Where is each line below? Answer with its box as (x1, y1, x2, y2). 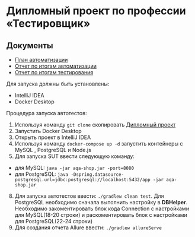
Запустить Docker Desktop (14, 128, 82, 134)
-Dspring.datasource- (71, 172, 124, 178)
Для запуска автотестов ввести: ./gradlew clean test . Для (14, 192, 164, 200)
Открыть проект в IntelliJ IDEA (14, 134, 91, 141)
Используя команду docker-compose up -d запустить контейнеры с (14, 140, 183, 147)
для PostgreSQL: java (14, 170, 69, 178)
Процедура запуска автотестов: (6, 110, 87, 116)
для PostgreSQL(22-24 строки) (14, 218, 93, 225)
